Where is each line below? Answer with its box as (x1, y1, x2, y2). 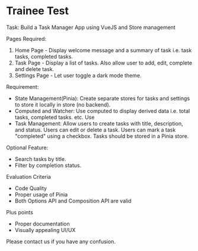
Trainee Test (6, 4, 69, 18)
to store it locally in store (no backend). (14, 101, 111, 108)
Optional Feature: (6, 144, 49, 151)
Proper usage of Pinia (14, 191, 68, 198)
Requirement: (6, 83, 39, 90)
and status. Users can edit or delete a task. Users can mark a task (14, 126, 176, 133)
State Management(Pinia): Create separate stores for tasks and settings (14, 95, 190, 102)
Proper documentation (14, 220, 70, 227)
